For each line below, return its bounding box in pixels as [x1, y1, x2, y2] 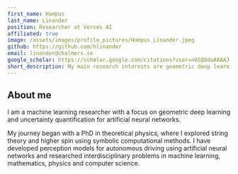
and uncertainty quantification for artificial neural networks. [7, 115, 181, 124]
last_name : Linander [7, 17, 69, 24]
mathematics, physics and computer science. [7, 159, 140, 168]
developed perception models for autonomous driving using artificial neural [7, 144, 227, 153]
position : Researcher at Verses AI [7, 23, 113, 30]
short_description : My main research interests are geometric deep [7, 63, 211, 70]
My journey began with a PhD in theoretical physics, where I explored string [7, 129, 229, 138]
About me [7, 89, 52, 101]
